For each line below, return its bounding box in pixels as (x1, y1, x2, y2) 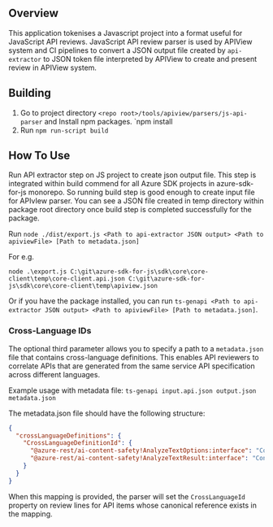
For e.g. (8, 252, 35, 262)
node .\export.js (8, 268, 67, 276)
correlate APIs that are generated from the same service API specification (8, 361, 256, 371)
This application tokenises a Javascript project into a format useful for (8, 28, 243, 37)
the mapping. (8, 508, 53, 519)
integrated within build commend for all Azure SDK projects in (8, 179, 215, 189)
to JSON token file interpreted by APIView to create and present (43, 54, 258, 63)
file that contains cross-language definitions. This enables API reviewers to (8, 352, 259, 362)
